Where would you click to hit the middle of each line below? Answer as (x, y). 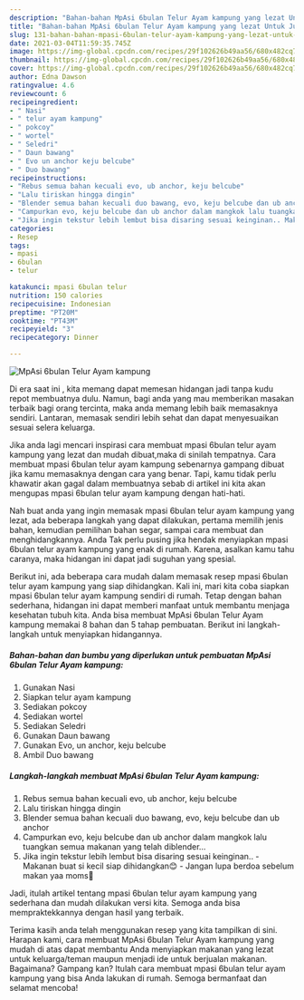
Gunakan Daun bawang (66, 735)
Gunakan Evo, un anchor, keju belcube (94, 745)
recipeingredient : (44, 102)
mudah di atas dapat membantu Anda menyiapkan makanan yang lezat (142, 949)
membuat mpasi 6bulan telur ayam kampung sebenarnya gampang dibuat (147, 464)
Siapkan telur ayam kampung (76, 697)
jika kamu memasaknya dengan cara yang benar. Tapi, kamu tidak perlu (143, 474)
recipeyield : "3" (42, 329)
